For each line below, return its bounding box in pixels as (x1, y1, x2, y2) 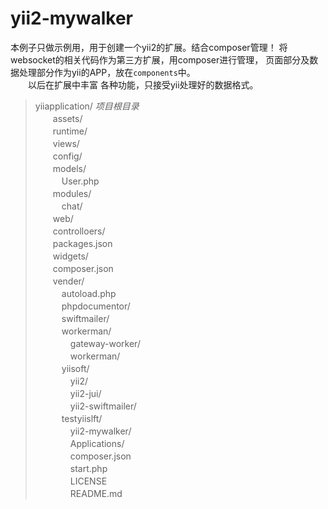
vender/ (52, 275, 85, 287)
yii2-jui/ (69, 387, 102, 399)
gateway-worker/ (69, 337, 141, 349)
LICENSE (69, 475, 108, 487)
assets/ (52, 112, 83, 124)
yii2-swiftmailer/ (69, 400, 137, 412)
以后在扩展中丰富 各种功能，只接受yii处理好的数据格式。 (27, 78, 259, 91)
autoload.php (61, 287, 117, 299)
